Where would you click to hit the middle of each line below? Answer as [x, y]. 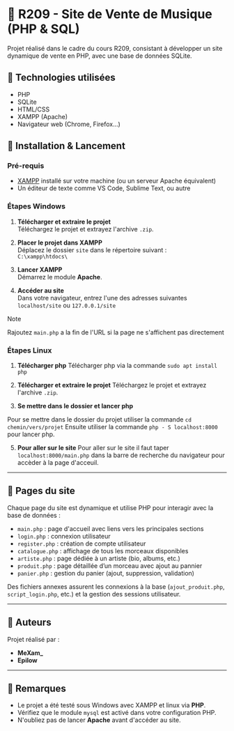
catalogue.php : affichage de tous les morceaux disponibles [103, 551]
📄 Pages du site [41, 491]
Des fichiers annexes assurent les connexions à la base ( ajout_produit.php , [116, 586]
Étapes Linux [30, 350]
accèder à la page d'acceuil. [58, 463]
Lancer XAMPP [40, 269]
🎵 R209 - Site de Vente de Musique [110, 14]
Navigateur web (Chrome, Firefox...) [69, 124]
